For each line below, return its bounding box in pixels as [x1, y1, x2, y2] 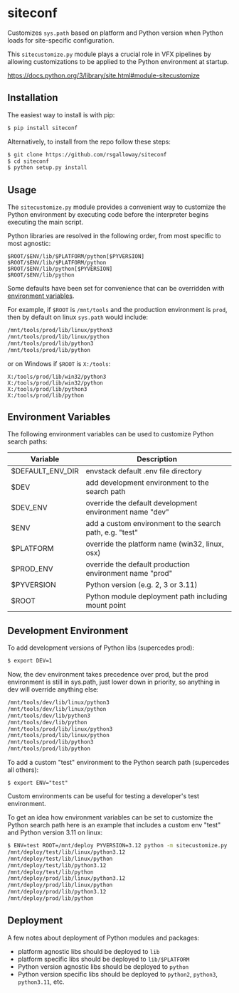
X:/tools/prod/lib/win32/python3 [7, 373, 107, 380]
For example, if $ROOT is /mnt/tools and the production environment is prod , [7, 306, 228, 314]
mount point [85, 601, 127, 611]
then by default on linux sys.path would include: [7, 313, 148, 321]
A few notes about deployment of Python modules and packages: [7, 933, 200, 942]
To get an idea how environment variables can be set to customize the [7, 813, 213, 822]
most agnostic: [7, 240, 51, 248]
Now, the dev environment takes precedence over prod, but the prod [7, 670, 208, 679]
